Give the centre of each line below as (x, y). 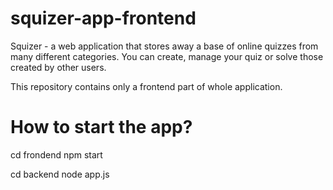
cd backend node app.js (60, 174)
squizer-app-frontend (103, 18)
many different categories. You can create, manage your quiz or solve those (167, 56)
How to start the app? (101, 127)
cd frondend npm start (56, 154)
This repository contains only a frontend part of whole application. (146, 86)
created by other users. (58, 67)
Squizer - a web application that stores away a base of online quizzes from (164, 46)
